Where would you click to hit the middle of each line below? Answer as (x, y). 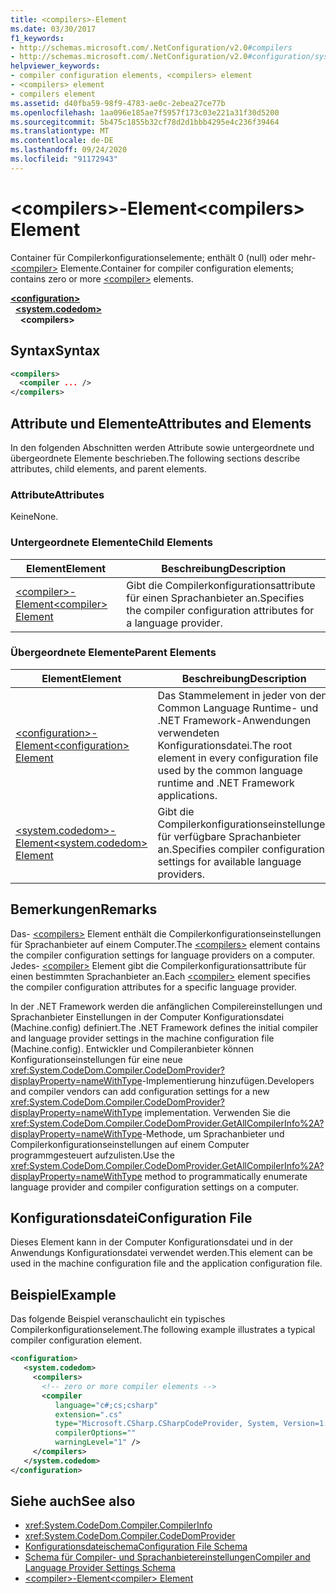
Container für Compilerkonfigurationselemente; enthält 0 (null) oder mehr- (163, 257)
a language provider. (174, 623)
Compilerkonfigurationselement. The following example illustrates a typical (163, 1330)
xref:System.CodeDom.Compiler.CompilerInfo (118, 1525)
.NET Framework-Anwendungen (234, 720)
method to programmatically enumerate (226, 1176)
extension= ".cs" (88, 1414)
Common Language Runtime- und (238, 708)
